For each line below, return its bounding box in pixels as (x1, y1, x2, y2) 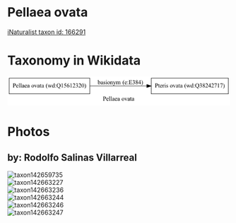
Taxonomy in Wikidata (7, 52, 141, 69)
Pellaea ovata (7, 4, 88, 21)
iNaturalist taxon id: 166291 (7, 28, 86, 36)
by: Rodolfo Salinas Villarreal (7, 151, 138, 164)
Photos (7, 123, 50, 139)
